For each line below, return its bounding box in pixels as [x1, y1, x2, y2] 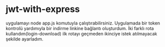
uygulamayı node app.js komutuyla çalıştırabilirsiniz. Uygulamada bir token [6, 20, 160, 26]
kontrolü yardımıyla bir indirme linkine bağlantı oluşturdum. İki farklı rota [6, 25, 154, 31]
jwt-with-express [6, 3, 80, 15]
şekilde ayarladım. [6, 36, 44, 42]
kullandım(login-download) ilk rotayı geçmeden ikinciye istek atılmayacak [6, 30, 157, 36]
